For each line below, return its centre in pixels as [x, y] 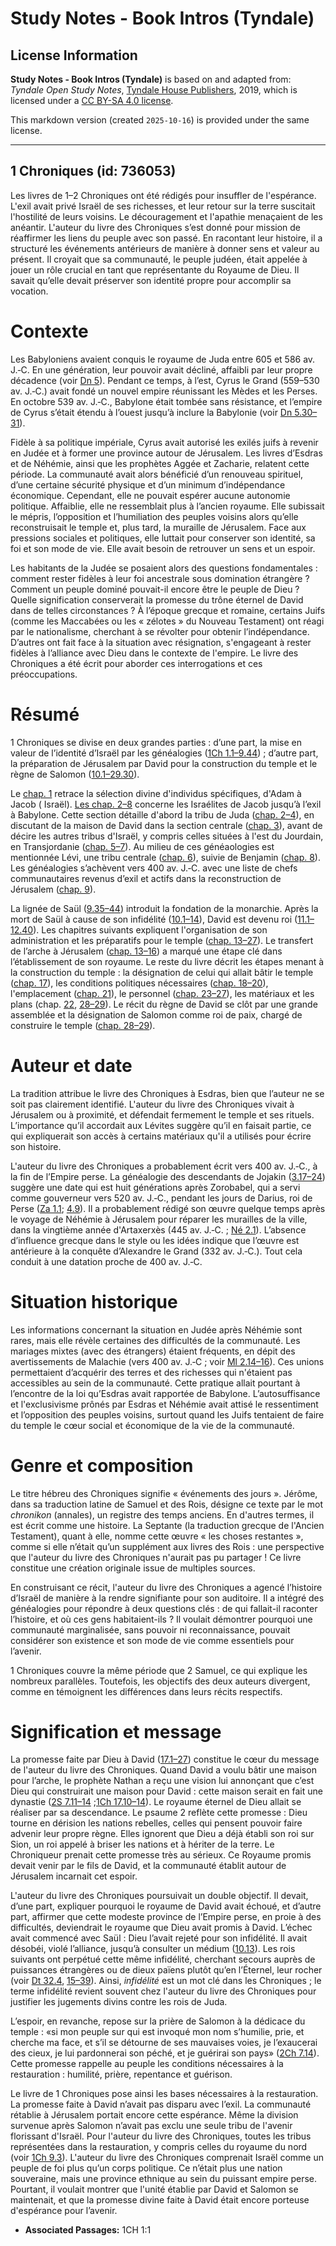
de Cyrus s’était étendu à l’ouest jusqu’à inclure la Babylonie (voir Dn [151, 412]
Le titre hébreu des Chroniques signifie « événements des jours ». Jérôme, [164, 1493]
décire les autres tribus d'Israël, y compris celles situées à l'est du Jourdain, [167, 836]
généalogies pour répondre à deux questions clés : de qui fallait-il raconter [164, 1608]
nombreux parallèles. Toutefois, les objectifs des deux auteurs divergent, [160, 1681]
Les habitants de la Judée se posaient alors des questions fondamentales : [164, 568]
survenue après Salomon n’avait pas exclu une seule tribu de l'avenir [151, 2126]
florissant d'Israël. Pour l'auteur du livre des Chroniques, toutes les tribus [161, 2136]
